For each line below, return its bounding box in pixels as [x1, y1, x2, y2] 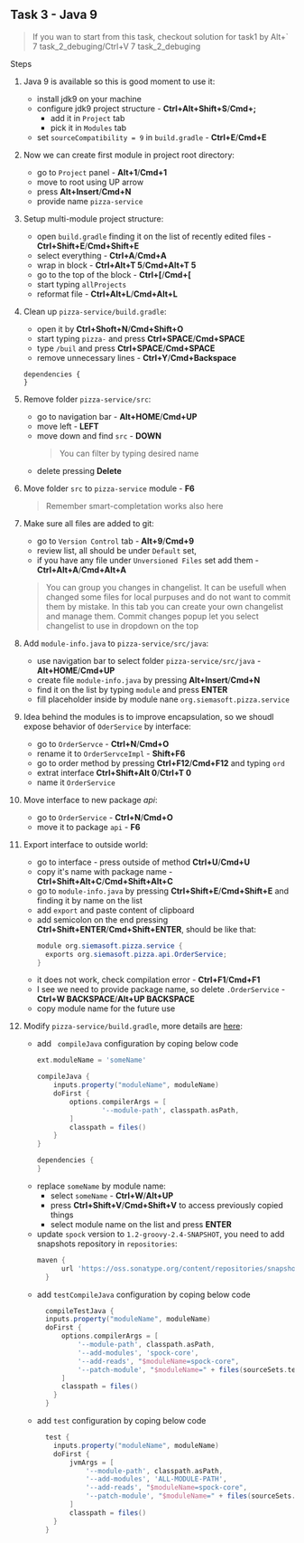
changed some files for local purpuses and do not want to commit [45, 592, 291, 602]
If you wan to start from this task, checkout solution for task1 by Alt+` [32, 31, 290, 42]
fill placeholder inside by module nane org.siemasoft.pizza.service [36, 694, 290, 705]
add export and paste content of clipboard [36, 904, 195, 915]
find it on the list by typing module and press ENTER [36, 684, 228, 695]
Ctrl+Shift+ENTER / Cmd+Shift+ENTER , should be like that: [36, 923, 256, 934]
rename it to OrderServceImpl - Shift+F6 [36, 748, 186, 759]
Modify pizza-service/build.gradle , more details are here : [23, 1021, 243, 1032]
